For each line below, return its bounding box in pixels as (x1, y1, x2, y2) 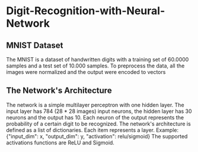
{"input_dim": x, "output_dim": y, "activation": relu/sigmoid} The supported (6, 132, 188, 140)
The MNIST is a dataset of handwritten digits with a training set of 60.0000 (6, 56, 189, 63)
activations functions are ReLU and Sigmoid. (6, 139, 114, 146)
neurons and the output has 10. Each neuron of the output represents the (6, 114, 184, 121)
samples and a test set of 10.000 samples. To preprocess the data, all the (6, 62, 185, 69)
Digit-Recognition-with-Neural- (6, 4, 165, 18)
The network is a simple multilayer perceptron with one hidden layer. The (6, 101, 185, 108)
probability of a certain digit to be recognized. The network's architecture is (6, 120, 191, 127)
